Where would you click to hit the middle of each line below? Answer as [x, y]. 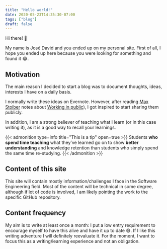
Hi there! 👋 [16, 38]
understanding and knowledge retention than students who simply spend [82, 148]
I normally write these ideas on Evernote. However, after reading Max [77, 102]
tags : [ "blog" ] [21, 19]
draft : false [19, 24]
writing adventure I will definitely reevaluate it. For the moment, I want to [80, 236]
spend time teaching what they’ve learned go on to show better [72, 143]
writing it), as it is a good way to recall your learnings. [61, 128]
